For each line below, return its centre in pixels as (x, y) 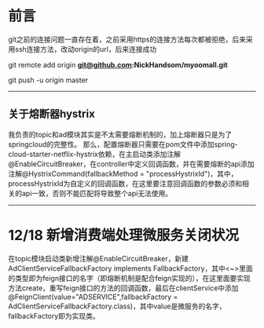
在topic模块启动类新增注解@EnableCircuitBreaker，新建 (99, 258)
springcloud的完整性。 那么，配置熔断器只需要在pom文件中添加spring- (123, 144)
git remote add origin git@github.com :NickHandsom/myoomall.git (118, 64)
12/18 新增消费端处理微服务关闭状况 (124, 235)
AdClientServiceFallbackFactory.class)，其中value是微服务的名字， (117, 306)
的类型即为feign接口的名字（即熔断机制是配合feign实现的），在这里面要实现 (130, 278)
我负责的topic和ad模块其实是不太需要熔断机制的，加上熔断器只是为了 (120, 134)
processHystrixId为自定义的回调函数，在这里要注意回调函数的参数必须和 (125, 183)
